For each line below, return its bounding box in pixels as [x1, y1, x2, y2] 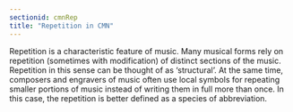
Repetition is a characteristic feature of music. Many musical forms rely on [9, 45, 284, 56]
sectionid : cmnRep [9, 12, 78, 22]
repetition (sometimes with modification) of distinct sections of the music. [9, 55, 281, 66]
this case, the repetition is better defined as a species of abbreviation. [9, 92, 267, 103]
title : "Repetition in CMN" [9, 21, 115, 30]
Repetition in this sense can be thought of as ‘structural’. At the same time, [9, 64, 284, 76]
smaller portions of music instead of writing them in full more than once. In [9, 84, 285, 94]
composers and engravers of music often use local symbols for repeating [9, 74, 280, 84]
